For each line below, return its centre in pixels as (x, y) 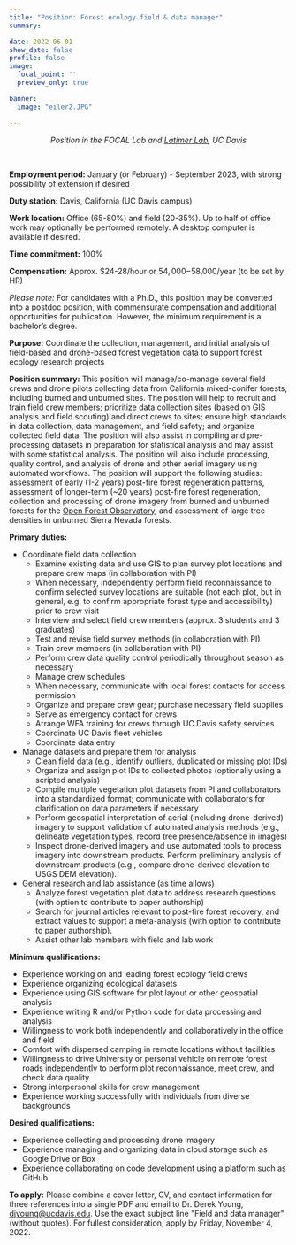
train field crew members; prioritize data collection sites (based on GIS (137, 407)
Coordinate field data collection (79, 554)
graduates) (55, 629)
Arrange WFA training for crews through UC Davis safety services (155, 723)
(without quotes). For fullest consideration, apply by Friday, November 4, (141, 1223)
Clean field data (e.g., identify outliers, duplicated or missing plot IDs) (161, 761)
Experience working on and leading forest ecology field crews (135, 973)
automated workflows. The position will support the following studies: (136, 473)
